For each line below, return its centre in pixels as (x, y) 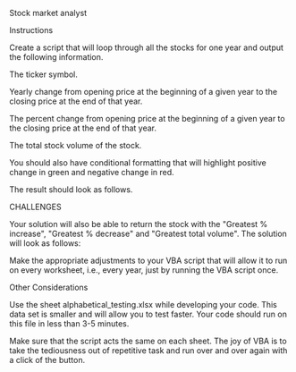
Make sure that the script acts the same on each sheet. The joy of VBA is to (148, 341)
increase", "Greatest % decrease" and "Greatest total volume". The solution (148, 233)
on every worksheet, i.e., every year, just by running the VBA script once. (144, 270)
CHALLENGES (35, 207)
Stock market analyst (48, 13)
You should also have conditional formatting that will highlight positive (138, 163)
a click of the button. (47, 360)
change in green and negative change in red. (92, 172)
